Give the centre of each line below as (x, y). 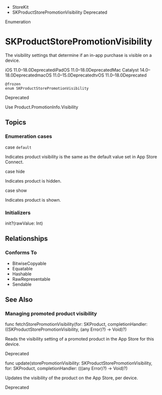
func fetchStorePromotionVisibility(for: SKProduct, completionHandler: (76, 324)
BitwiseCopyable (29, 263)
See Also (19, 300)
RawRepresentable (31, 279)
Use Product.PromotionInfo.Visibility (42, 107)
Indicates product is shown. (33, 200)
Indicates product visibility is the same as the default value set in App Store (81, 157)
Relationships (27, 239)
